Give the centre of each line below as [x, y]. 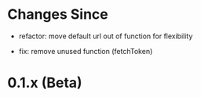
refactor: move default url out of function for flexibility [106, 36]
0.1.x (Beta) [45, 83]
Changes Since [58, 14]
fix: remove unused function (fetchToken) [86, 51]
